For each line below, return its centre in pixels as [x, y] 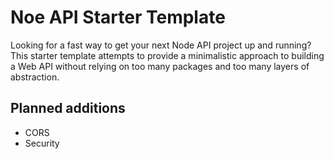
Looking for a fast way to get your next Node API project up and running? [161, 45]
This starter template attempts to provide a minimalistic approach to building [167, 55]
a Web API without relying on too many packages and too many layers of [160, 66]
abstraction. [35, 77]
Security [42, 143]
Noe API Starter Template [118, 17]
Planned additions [68, 108]
